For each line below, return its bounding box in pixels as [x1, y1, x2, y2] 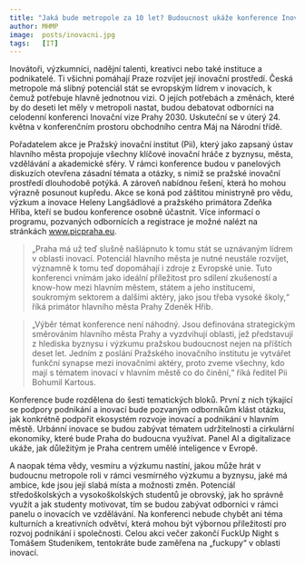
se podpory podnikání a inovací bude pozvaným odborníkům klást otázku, [9, 404, 286, 415]
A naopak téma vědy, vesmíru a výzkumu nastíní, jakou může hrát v [9, 461, 261, 471]
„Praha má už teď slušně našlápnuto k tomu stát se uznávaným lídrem [31, 243, 293, 254]
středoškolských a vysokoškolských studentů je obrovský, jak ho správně [9, 490, 284, 501]
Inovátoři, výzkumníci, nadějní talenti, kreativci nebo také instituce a [9, 64, 263, 74]
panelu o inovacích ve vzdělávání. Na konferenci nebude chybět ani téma [9, 509, 283, 520]
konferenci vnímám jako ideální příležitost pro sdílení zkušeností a [31, 273, 278, 283]
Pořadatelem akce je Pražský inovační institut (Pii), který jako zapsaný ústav [9, 139, 293, 150]
